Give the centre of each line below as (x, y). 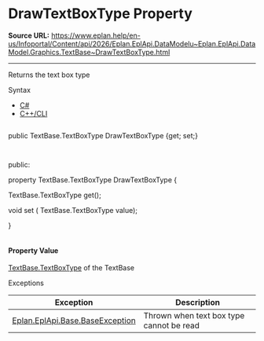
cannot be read (172, 325)
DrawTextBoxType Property (100, 14)
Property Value (33, 250)
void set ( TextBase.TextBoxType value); (73, 210)
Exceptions (26, 283)
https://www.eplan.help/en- (96, 35)
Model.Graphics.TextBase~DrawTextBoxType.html (89, 52)
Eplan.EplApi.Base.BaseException (74, 321)
